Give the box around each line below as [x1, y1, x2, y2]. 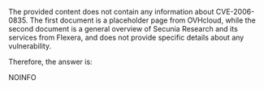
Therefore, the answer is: [8, 57, 93, 66]
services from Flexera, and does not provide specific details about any [8, 32, 245, 42]
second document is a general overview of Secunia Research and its [8, 24, 238, 33]
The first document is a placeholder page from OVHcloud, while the [29, 15, 256, 25]
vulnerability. [8, 41, 51, 51]
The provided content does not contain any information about [8, 7, 214, 16]
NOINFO [8, 73, 37, 82]
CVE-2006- [215, 7, 255, 16]
